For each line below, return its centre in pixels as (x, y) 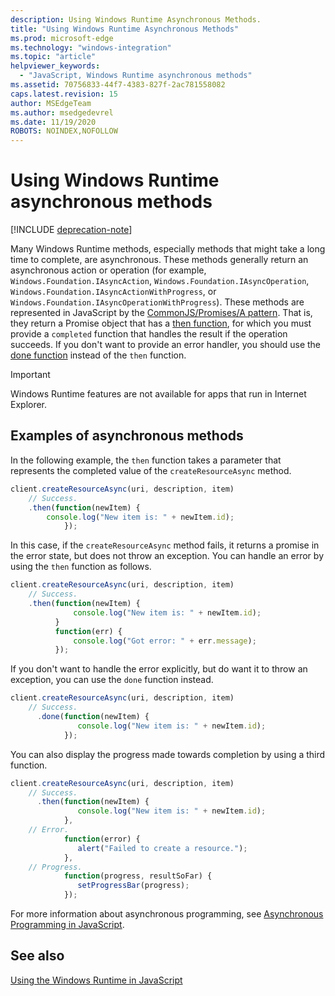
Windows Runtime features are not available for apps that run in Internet (158, 394)
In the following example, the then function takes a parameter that (146, 460)
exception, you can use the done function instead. (112, 680)
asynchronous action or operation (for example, (108, 270)
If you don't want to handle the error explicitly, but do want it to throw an (159, 669)
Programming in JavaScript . (67, 924)
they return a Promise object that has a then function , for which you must (161, 323)
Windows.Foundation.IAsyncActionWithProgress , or (113, 292)
